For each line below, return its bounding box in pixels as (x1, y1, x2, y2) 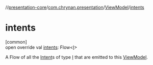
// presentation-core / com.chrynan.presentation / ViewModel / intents (5, 5, 144, 10)
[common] (5, 39, 27, 45)
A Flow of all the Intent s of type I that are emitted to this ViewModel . (5, 54, 148, 60)
